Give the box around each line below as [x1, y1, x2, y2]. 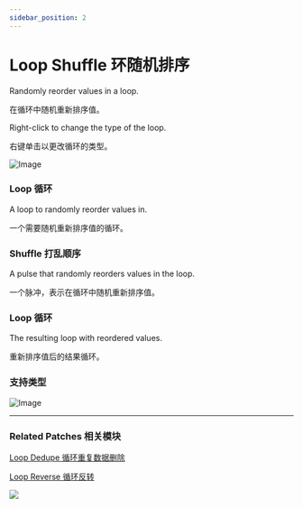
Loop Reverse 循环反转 [9, 471, 95, 483]
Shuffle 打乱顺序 [9, 247, 81, 260]
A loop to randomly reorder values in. [9, 204, 148, 215]
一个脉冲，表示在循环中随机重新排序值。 [9, 287, 160, 298]
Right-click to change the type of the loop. [9, 122, 167, 133]
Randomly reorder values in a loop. [9, 85, 140, 96]
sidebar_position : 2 [9, 13, 87, 23]
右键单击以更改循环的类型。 [9, 141, 113, 152]
